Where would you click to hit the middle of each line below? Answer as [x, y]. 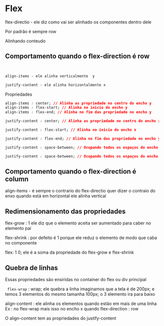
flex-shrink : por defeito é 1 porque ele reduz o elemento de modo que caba [81, 238]
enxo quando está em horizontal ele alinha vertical [56, 196]
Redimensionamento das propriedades [65, 211]
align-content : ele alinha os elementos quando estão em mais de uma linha [81, 304]
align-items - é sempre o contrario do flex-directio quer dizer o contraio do [80, 191]
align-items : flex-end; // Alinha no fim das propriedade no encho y [78, 112]
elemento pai [18, 228]
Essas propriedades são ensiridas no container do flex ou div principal [76, 279]
